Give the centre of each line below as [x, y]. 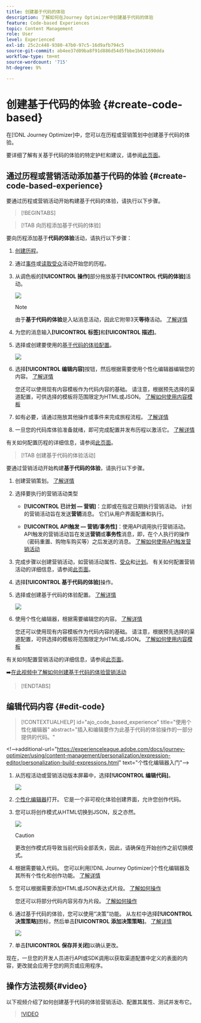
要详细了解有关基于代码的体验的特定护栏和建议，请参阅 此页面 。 [85, 155]
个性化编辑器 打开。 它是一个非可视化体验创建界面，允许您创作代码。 [99, 799]
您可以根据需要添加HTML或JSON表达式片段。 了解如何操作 [88, 888]
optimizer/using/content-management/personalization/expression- [89, 755]
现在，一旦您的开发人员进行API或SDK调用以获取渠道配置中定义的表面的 [94, 958]
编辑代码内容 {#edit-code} [56, 706]
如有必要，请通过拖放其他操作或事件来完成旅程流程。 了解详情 [92, 417]
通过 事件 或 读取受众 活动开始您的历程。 [62, 264]
